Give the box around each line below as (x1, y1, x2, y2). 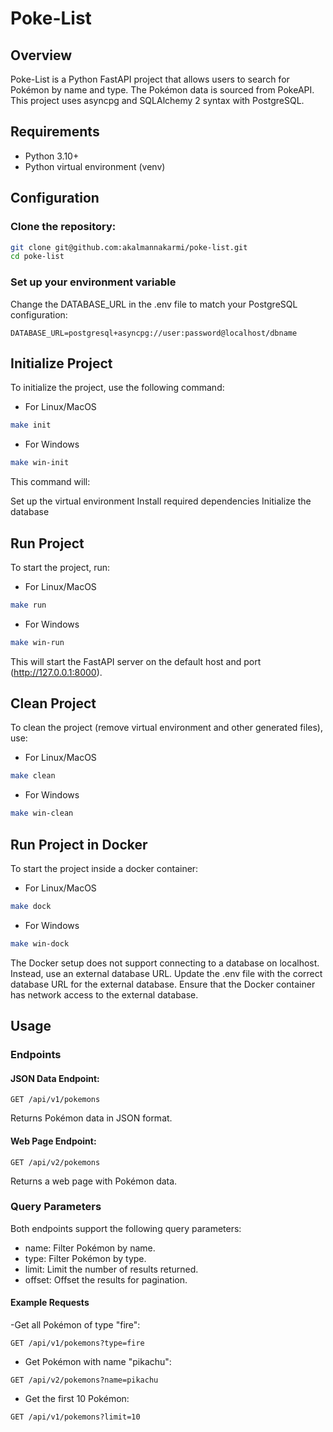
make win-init (10, 458, 70, 468)
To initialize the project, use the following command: (10, 382, 225, 394)
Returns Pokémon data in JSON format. (10, 1112, 173, 1124)
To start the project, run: (10, 561, 111, 573)
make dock (10, 902, 52, 912)
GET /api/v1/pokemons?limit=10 (10, 1412, 141, 1422)
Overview (10, 47, 73, 64)
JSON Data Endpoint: (10, 1072, 100, 1084)
